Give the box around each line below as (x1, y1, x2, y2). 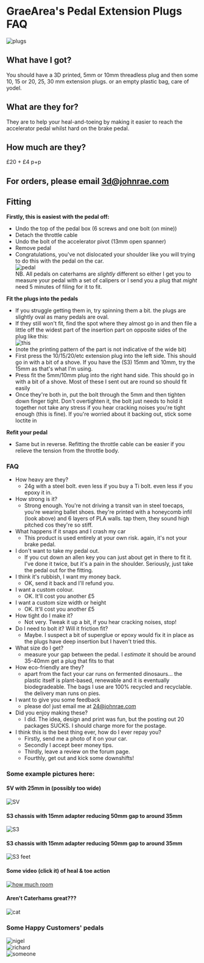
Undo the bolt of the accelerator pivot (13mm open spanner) (15, 238, 166, 245)
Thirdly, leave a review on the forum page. (24, 748, 130, 755)
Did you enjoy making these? (15, 709, 88, 716)
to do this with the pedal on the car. (15, 257, 105, 265)
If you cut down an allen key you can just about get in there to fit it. (24, 553, 192, 561)
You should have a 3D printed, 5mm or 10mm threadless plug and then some (6, 71, 199, 79)
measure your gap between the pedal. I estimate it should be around (24, 650, 196, 658)
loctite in (15, 416, 37, 424)
